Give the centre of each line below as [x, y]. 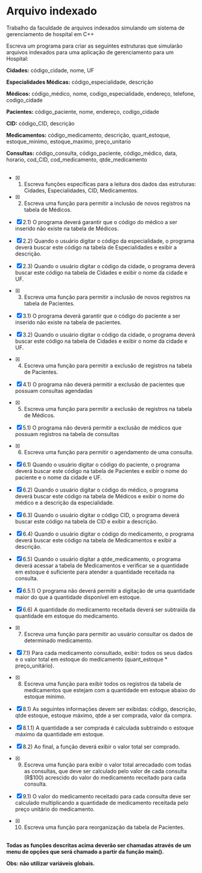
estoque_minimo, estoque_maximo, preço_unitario [69, 141]
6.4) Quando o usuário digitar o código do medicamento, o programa [108, 534]
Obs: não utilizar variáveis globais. [51, 863]
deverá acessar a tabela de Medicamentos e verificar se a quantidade [102, 565]
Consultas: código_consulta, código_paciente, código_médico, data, [92, 153]
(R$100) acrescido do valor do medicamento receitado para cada [105, 777]
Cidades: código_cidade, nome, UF [50, 70]
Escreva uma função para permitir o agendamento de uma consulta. [109, 452]
